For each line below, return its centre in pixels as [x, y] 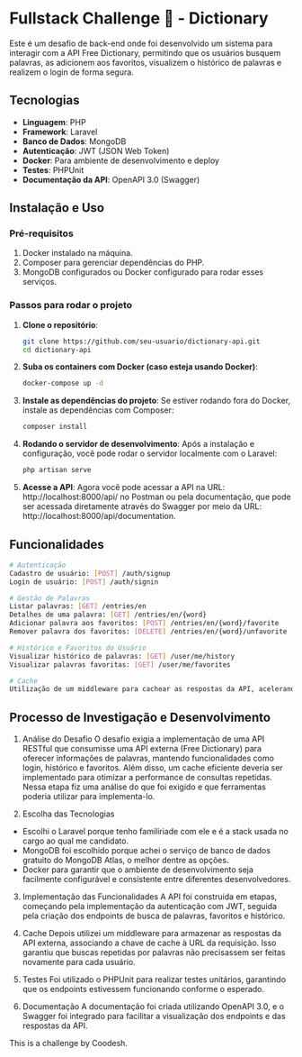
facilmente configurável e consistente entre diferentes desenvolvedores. [156, 879]
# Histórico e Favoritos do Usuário [78, 648]
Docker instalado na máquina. [77, 253]
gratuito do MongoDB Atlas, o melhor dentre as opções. [125, 861]
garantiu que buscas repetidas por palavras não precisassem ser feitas [154, 952]
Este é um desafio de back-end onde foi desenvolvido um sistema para [141, 43]
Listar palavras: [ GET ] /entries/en [78, 606]
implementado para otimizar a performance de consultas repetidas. [147, 778]
